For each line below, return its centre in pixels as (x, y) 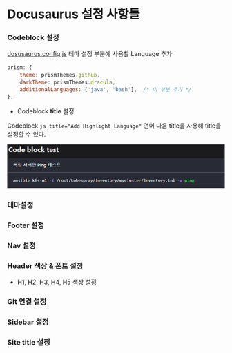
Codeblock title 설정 (46, 111)
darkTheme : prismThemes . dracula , (68, 83)
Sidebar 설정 (28, 322)
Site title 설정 (29, 342)
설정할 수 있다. (27, 134)
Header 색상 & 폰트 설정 (45, 265)
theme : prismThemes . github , (60, 75)
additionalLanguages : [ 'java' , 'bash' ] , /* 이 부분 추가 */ (106, 90)
